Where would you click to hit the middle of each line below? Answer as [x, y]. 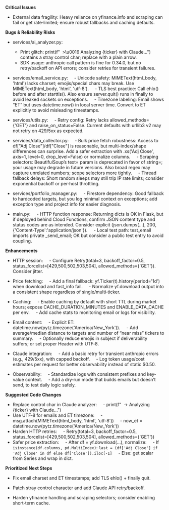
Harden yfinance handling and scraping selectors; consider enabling [84, 498]
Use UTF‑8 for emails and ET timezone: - [58, 415]
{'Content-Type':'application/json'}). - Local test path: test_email [82, 230]
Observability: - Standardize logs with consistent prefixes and [79, 374]
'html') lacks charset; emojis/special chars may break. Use [73, 83]
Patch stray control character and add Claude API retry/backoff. [79, 488]
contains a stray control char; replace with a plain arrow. [78, 57]
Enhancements [21, 251]
